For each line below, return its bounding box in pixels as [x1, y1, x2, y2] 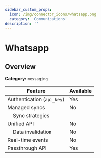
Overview [5, 62, 36, 71]
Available [69, 88, 92, 95]
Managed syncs [7, 104, 45, 111]
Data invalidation [13, 128, 52, 135]
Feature [27, 88, 46, 95]
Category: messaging [5, 76, 48, 82]
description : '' [5, 21, 39, 26]
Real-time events [7, 137, 48, 144]
